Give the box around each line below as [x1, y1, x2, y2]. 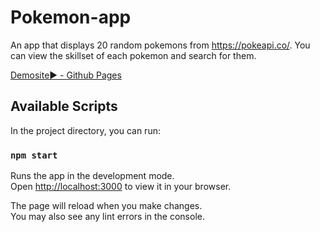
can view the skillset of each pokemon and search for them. [10, 49, 257, 61]
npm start [10, 149, 58, 161]
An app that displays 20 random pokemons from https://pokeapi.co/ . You [10, 39, 311, 51]
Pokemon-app [10, 6, 132, 29]
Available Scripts [10, 98, 118, 115]
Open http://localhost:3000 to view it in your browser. [10, 181, 232, 193]
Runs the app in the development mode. [10, 170, 175, 182]
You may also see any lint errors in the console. [10, 211, 205, 223]
